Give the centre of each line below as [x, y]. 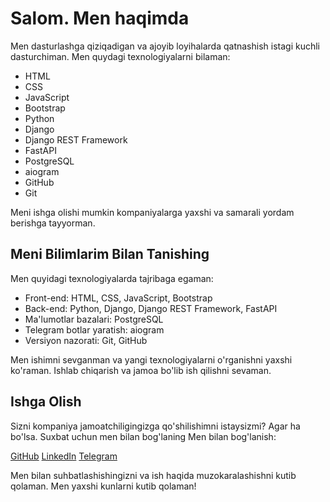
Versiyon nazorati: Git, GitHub [86, 340]
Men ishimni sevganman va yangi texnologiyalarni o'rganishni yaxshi [151, 359]
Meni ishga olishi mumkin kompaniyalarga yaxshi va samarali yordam [152, 212]
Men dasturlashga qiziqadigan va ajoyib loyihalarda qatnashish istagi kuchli [165, 46]
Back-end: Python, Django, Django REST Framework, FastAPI [151, 308]
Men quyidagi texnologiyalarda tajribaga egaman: [112, 278]
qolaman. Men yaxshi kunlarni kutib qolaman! [103, 486]
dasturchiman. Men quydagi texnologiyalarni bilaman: [120, 56]
